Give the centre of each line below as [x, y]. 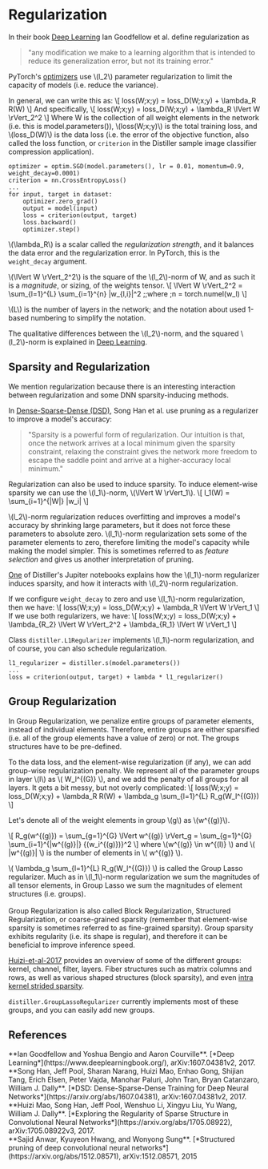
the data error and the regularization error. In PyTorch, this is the [114, 252]
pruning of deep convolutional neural [69, 1148]
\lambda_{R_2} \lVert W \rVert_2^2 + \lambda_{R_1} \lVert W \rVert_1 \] [123, 624]
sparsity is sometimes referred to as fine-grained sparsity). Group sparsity [131, 928]
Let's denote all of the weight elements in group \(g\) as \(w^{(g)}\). [119, 820]
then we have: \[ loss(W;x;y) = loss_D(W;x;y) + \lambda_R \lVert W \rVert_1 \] [134, 607]
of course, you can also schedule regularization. [88, 648]
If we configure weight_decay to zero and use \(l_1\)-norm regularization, [127, 599]
